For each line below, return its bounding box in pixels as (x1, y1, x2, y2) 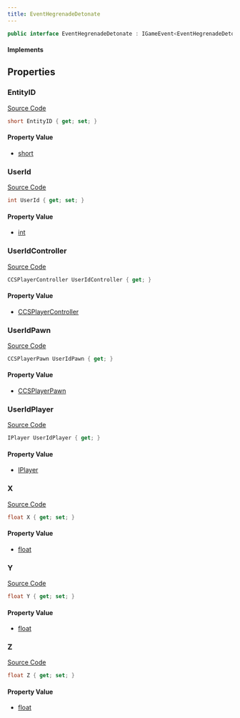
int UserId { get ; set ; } (7, 197, 84, 204)
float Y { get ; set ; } (7, 593, 75, 600)
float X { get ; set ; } (7, 514, 75, 521)
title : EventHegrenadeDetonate (7, 10, 101, 18)
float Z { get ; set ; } (7, 672, 75, 679)
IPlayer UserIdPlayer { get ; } (7, 434, 101, 442)
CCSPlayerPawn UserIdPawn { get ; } (7, 355, 114, 362)
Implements (7, 46, 44, 54)
